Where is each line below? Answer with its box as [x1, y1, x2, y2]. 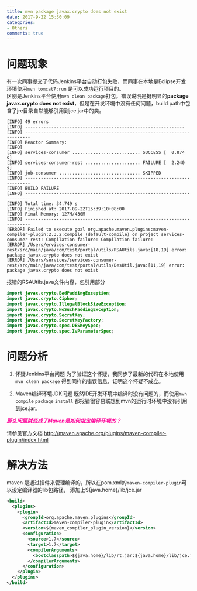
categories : [6, 19, 36, 25]
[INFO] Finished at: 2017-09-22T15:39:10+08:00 [6, 206, 125, 212]
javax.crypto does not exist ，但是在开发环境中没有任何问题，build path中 [6, 100, 186, 107]
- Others [6, 25, 28, 31]
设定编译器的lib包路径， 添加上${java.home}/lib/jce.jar [11, 486, 142, 493]
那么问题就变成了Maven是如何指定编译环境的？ [6, 417, 122, 424]
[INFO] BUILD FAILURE [6, 186, 60, 192]
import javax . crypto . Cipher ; [6, 295, 78, 302]
